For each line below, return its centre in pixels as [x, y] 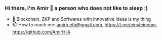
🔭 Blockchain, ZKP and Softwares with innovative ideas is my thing [82, 19]
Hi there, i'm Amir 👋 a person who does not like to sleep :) [76, 8]
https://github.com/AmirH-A [41, 32]
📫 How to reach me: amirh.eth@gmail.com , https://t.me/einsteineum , [85, 25]
